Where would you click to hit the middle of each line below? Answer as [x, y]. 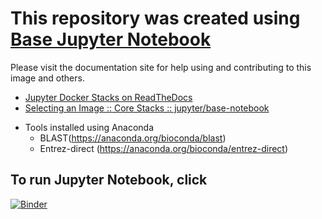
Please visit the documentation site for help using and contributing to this [161, 67]
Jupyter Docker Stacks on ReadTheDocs [108, 97]
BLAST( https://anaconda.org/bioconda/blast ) [133, 138]
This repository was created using [155, 18]
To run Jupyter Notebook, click [109, 180]
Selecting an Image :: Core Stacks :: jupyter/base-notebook [147, 108]
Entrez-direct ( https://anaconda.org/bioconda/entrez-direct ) [164, 148]
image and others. [47, 78]
